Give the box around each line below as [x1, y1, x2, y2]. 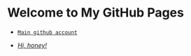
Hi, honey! [17, 41, 48, 49]
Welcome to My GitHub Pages [7, 5, 184, 21]
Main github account [17, 29, 78, 36]
